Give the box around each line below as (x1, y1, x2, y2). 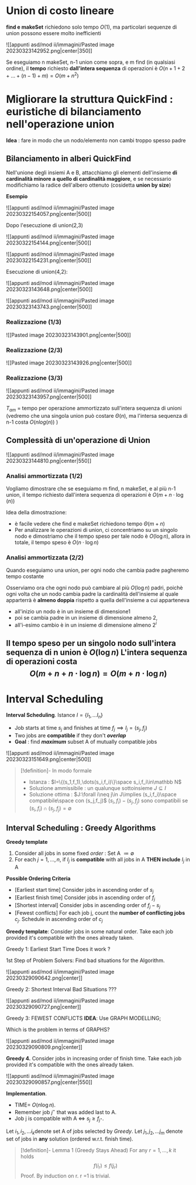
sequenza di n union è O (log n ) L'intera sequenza (6, 648, 188, 658)
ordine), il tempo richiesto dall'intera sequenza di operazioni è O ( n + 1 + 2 (6, 64, 185, 71)
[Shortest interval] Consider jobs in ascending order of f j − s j (14, 901, 161, 910)
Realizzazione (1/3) (6, 318, 61, 326)
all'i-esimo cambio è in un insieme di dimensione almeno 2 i (14, 620, 157, 628)
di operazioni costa (6, 657, 78, 667)
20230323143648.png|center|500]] (6, 286, 93, 293)
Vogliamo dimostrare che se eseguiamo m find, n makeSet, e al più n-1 (6, 485, 176, 492)
